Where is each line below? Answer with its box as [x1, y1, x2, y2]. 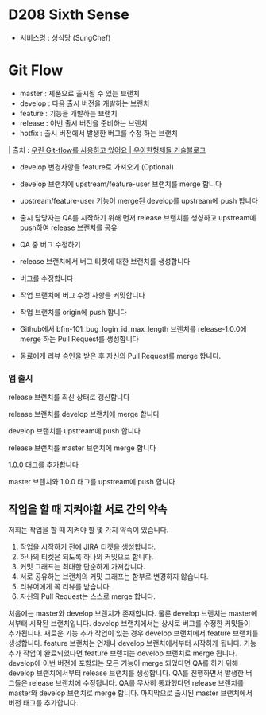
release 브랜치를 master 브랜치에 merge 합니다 [8, 443, 156, 453]
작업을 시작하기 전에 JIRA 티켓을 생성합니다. [19, 542, 156, 551]
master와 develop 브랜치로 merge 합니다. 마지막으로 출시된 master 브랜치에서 [8, 688, 253, 698]
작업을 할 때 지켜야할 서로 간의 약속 [8, 503, 168, 516]
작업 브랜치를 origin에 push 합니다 [19, 307, 127, 317]
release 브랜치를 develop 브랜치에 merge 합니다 [8, 410, 160, 419]
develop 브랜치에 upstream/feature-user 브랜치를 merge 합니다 [19, 179, 222, 188]
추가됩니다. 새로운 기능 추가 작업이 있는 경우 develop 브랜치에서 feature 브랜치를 [8, 628, 259, 638]
